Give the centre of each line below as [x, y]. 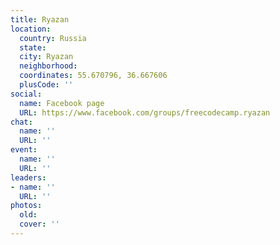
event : [24, 150]
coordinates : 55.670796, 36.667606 [93, 76]
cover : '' [39, 224]
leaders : [28, 177]
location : [31, 29]
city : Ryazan [46, 57]
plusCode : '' [46, 85]
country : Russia [53, 38]
